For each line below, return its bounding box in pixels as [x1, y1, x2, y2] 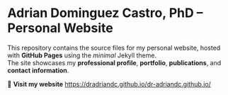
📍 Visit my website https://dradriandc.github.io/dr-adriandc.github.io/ [7, 79, 211, 88]
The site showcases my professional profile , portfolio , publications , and [7, 58, 222, 67]
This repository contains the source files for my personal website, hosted [7, 43, 221, 52]
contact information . [7, 66, 69, 74]
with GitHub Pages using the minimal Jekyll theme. [7, 51, 157, 60]
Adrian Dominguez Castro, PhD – [7, 5, 203, 21]
